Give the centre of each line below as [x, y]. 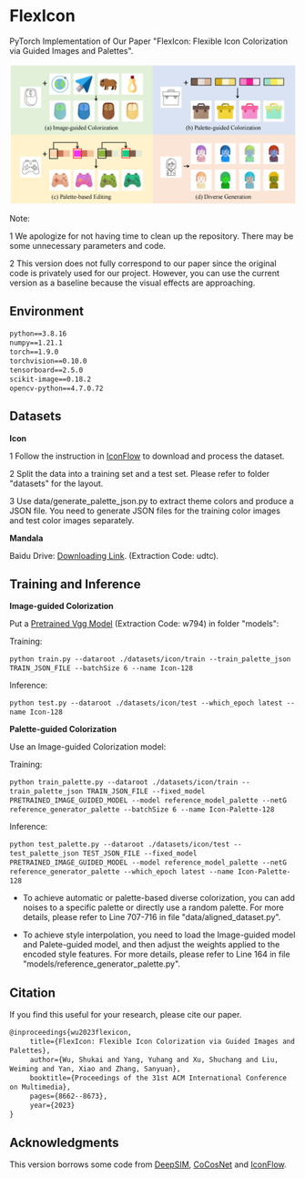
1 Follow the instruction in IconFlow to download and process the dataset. [147, 456]
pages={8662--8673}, [68, 1096]
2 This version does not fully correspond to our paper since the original [143, 264]
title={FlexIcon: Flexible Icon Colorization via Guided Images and [163, 1042]
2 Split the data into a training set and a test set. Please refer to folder [140, 473]
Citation [33, 993]
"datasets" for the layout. [56, 483]
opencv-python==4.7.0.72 [56, 388]
